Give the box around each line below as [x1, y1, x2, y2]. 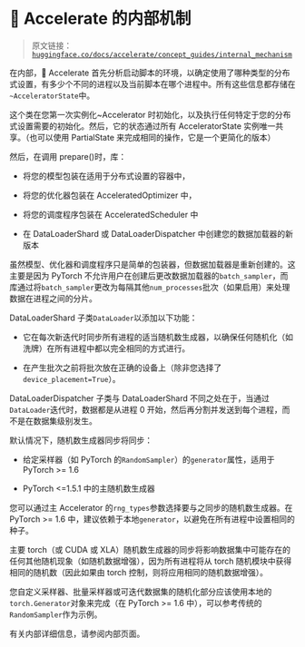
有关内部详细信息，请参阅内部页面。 [9, 628, 145, 639]
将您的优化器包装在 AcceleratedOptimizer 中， [22, 190, 197, 201]
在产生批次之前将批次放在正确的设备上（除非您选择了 [22, 362, 222, 373]
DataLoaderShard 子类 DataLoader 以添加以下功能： [9, 312, 198, 323]
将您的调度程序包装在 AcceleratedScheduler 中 [22, 209, 199, 220]
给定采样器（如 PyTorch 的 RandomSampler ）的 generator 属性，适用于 [22, 454, 275, 465]
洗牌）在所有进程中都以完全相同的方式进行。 [22, 342, 191, 354]
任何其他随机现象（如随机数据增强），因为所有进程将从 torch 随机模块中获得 [9, 555, 292, 566]
